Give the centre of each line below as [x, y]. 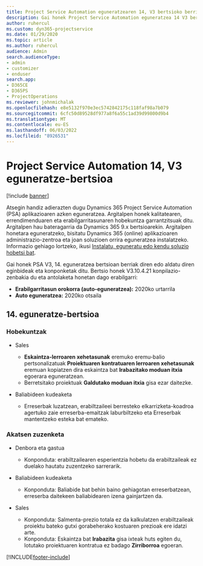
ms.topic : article [29, 40]
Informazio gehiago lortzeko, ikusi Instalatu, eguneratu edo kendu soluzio [98, 246]
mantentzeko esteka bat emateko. [66, 419]
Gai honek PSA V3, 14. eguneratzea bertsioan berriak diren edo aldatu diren [100, 264]
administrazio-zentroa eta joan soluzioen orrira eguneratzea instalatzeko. [98, 240]
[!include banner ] [28, 195]
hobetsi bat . [21, 252]
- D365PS [17, 91]
